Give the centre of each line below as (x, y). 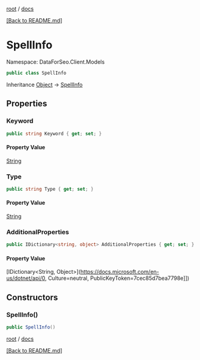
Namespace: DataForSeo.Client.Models (56, 62)
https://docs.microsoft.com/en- (120, 272)
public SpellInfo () (31, 327)
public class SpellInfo (36, 73)
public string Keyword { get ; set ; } (54, 134)
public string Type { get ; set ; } (50, 189)
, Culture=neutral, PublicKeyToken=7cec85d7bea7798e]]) (117, 278)
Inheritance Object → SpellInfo (45, 84)
